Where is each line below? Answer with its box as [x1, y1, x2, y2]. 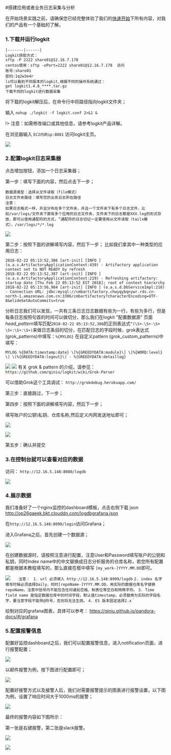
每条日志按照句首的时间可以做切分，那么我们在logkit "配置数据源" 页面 [5, 314, 153, 320]
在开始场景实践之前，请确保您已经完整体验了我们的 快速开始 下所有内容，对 [5, 15, 161, 21]
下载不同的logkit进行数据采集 [5, 89, 61, 95]
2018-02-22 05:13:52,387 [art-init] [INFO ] [5, 271, 101, 276]
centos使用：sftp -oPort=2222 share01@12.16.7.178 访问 [5, 63, 125, 68]
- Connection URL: [5, 289, 44, 294]
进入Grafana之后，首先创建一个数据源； [5, 532, 89, 538]
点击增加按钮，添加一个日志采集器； [5, 168, 81, 174]
